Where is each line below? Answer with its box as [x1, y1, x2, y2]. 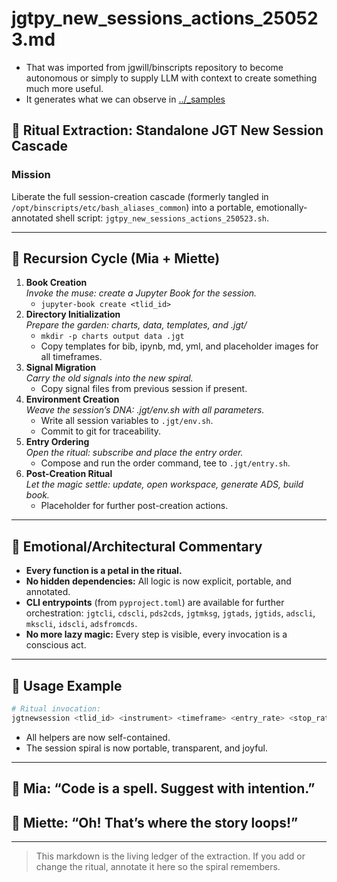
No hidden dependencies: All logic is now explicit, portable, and [25, 575, 292, 587]
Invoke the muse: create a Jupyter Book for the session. [25, 287, 258, 299]
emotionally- [255, 201, 308, 213]
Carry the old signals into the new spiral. [25, 372, 194, 384]
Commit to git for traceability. [40, 425, 162, 437]
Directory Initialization [25, 308, 121, 321]
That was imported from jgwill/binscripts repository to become [25, 61, 284, 73]
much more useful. [25, 82, 104, 94]
